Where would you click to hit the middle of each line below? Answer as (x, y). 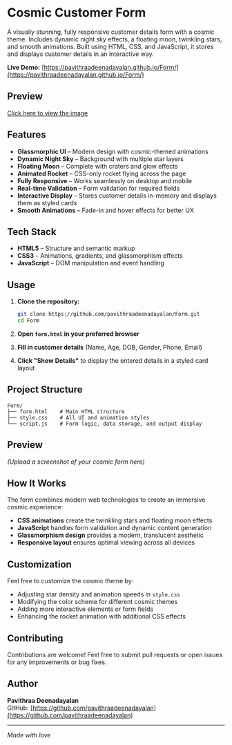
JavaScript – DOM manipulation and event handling (90, 263)
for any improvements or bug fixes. (57, 662)
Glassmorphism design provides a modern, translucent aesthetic (110, 535)
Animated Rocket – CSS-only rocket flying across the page (101, 173)
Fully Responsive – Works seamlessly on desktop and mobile (105, 180)
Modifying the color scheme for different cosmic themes (97, 602)
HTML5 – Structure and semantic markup (76, 248)
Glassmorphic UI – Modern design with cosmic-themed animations (113, 151)
